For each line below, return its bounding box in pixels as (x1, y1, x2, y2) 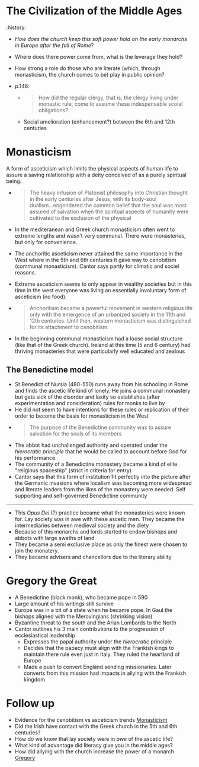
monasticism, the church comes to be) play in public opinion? (14, 71, 165, 78)
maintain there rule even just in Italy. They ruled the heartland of (23, 651, 180, 658)
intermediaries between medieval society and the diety (14, 522, 149, 529)
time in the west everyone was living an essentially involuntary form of (14, 286, 187, 293)
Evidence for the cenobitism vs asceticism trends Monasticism (14, 716, 168, 723)
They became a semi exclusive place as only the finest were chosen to (14, 541, 188, 548)
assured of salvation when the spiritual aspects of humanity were (29, 208, 189, 215)
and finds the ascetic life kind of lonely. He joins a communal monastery (14, 387, 191, 394)
